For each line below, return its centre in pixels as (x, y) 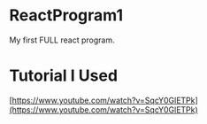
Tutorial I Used (63, 76)
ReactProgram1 (66, 15)
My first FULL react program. (62, 40)
